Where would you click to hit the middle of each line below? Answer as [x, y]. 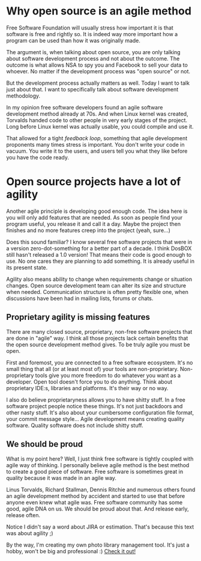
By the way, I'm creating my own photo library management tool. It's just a [98, 545]
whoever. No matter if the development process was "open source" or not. [98, 71]
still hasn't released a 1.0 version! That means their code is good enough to [99, 254]
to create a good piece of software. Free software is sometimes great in [95, 471]
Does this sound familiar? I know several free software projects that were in [99, 242]
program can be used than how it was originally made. [73, 40]
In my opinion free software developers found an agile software [85, 107]
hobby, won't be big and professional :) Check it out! [71, 551]
